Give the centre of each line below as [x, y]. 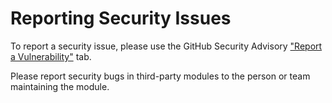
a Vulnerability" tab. [51, 56]
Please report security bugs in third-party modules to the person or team [160, 76]
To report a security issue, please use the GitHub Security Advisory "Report [166, 46]
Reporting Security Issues [121, 18]
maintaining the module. [60, 86]
